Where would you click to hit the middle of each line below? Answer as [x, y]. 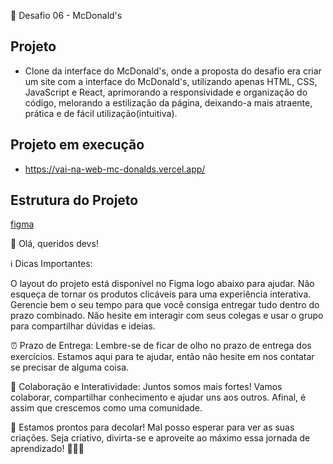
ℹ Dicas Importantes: [51, 264]
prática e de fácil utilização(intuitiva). [101, 113]
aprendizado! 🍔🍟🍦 [47, 449]
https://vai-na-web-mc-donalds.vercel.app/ [115, 169]
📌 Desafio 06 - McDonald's [66, 15]
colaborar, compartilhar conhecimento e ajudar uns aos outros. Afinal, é [158, 397]
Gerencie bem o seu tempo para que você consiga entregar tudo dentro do [165, 305]
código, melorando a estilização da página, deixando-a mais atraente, [168, 102]
